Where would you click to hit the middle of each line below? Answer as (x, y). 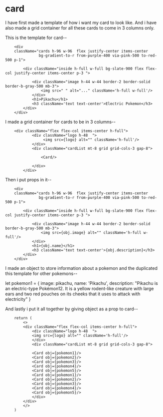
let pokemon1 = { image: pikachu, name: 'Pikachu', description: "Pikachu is (81, 283)
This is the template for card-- (36, 38)
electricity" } (18, 299)
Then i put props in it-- (28, 179)
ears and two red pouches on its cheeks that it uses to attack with (73, 294)
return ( (23, 318)
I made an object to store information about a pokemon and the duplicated (81, 268)
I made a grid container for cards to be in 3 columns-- (61, 122)
